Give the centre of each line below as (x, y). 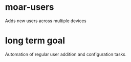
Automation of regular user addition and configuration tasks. (66, 54)
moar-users (30, 7)
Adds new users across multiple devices (46, 21)
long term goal (35, 41)
